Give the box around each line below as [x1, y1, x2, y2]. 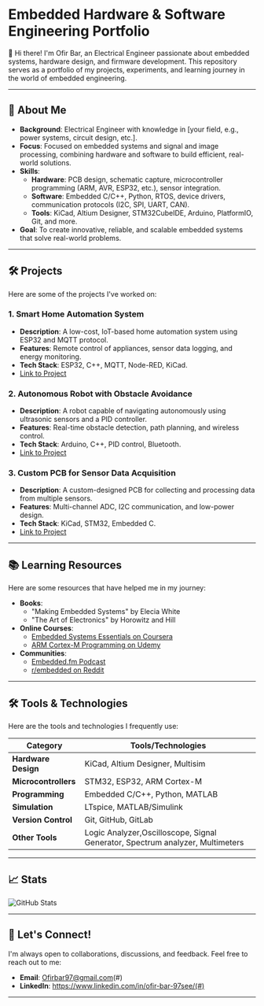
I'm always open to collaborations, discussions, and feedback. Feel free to [8, 949, 249, 958]
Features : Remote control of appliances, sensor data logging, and [19, 343, 233, 353]
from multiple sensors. [19, 494, 93, 503]
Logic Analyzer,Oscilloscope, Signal [84, 827, 218, 838]
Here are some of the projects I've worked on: [8, 289, 157, 298]
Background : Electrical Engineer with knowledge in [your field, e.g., [19, 124, 240, 134]
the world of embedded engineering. [8, 73, 127, 83]
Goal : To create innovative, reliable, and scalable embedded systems [19, 224, 244, 234]
